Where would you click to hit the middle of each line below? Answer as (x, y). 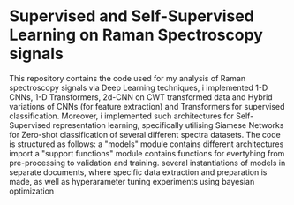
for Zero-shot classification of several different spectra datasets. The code (145, 134)
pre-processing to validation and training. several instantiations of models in (147, 163)
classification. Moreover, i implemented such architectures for (121, 116)
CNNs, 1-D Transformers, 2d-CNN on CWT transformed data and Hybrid (141, 97)
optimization (32, 191)
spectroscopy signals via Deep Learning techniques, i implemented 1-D (139, 87)
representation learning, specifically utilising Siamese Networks (168, 125)
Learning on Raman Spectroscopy (136, 35)
